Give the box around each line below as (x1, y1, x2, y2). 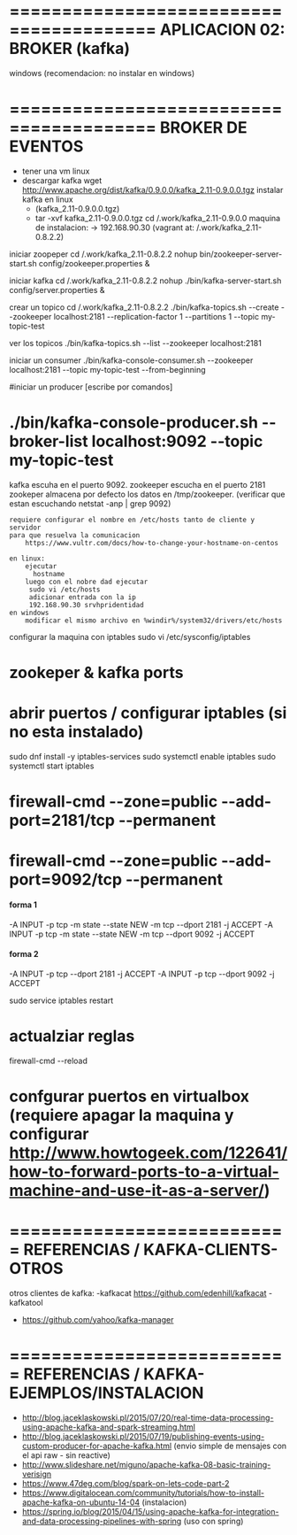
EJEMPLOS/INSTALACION (9, 1383, 204, 1403)
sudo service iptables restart (9, 995, 114, 1006)
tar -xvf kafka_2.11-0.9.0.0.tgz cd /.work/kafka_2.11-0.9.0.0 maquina (34, 212, 281, 223)
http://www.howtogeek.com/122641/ (9, 1143, 288, 1162)
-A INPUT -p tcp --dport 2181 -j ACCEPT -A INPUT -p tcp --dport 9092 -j (9, 968, 275, 979)
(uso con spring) (183, 1516, 244, 1526)
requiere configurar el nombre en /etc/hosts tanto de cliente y (9, 515, 255, 524)
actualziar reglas (9, 1026, 135, 1045)
